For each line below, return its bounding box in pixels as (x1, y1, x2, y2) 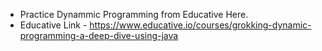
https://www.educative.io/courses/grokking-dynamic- (89, 19, 312, 31)
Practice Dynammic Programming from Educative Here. (19, 9, 249, 20)
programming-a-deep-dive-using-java (19, 30, 179, 41)
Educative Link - (19, 19, 88, 31)
